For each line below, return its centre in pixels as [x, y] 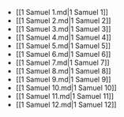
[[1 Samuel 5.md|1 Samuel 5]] [63, 46]
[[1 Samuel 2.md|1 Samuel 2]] [63, 21]
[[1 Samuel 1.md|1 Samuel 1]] [62, 12]
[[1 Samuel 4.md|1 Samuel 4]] [64, 37]
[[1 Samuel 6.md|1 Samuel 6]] [63, 54]
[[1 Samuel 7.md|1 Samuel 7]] [62, 62]
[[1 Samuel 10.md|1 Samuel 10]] [66, 88]
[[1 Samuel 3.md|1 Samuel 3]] [63, 29]
